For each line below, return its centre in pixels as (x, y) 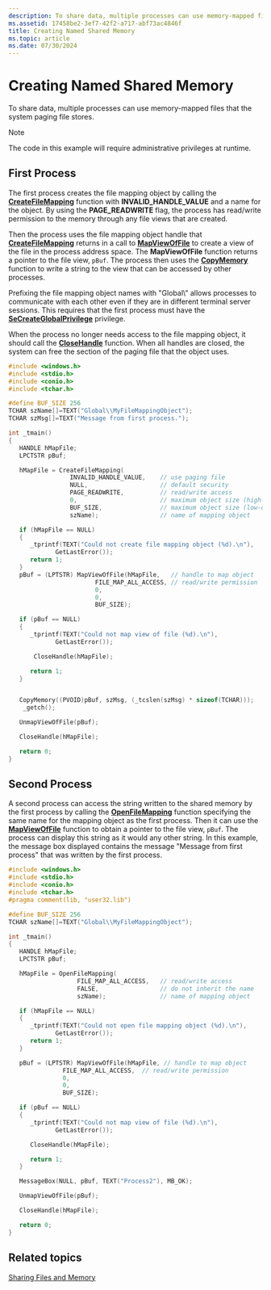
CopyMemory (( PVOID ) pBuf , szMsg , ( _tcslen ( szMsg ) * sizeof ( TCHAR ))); (136, 700)
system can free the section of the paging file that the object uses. (119, 351)
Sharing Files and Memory (52, 1277)
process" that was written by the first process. (85, 855)
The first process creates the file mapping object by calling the (113, 193)
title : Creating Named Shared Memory (72, 31)
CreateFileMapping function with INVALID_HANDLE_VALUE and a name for (135, 201)
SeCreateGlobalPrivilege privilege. (67, 318)
